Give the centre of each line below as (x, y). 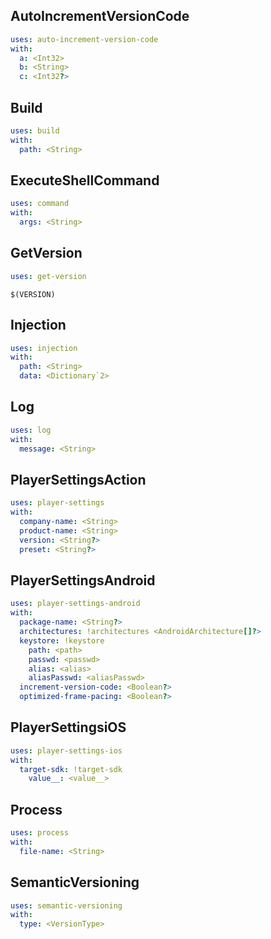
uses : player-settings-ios (66, 750)
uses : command (40, 204)
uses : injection (44, 348)
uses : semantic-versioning (66, 905)
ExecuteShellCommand (85, 180)
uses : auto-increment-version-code (84, 39)
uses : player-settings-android (75, 604)
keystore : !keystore (62, 640)
